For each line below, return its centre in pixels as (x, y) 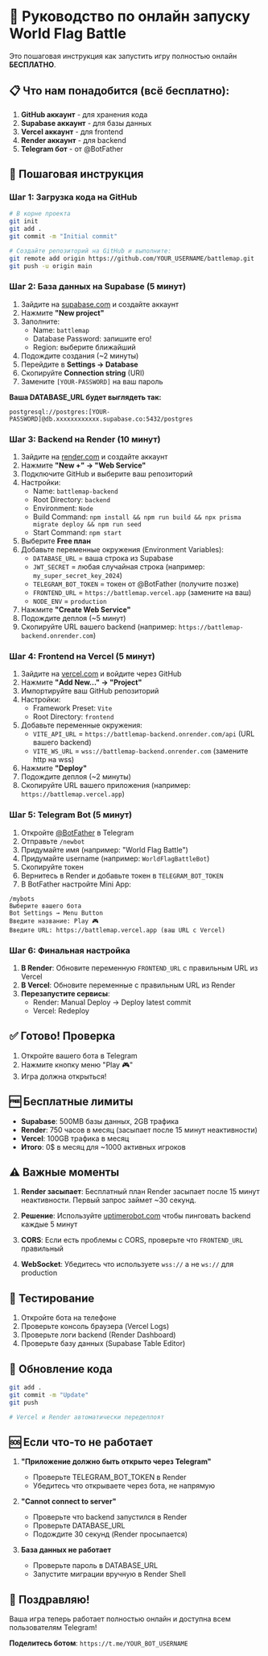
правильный (42, 1249)
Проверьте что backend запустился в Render (110, 1517)
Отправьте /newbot (53, 841)
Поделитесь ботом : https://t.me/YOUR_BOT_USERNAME (99, 1643)
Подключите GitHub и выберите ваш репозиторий (107, 474)
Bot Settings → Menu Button (56, 913)
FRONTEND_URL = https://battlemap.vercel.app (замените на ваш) (142, 593)
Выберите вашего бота (45, 906)
